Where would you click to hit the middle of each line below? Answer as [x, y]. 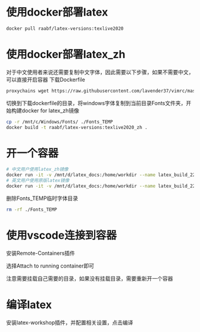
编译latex [29, 305]
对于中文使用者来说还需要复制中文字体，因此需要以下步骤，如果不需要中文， [100, 72]
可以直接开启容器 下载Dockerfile [46, 79]
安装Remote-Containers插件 [41, 253]
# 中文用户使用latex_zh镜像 [37, 170]
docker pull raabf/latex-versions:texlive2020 [65, 28]
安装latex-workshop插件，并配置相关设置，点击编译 [70, 322]
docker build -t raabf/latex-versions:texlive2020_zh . [77, 127]
